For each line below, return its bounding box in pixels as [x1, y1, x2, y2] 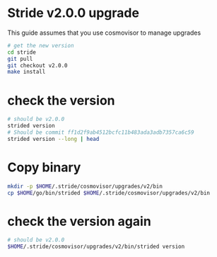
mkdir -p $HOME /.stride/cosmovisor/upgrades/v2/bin [7, 183, 163, 190]
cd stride [7, 48, 37, 56]
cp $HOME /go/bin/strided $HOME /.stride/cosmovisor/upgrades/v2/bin [7, 189, 211, 196]
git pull [7, 55, 33, 62]
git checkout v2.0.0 [7, 62, 69, 69]
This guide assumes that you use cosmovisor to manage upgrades [7, 28, 201, 37]
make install [7, 69, 46, 76]
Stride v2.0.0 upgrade [7, 5, 140, 21]
